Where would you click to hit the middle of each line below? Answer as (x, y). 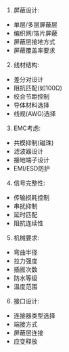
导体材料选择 (31, 105)
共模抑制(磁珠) (33, 143)
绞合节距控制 (31, 97)
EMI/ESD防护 (32, 168)
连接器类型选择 (34, 316)
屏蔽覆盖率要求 (34, 50)
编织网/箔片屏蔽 (35, 33)
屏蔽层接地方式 (34, 42)
